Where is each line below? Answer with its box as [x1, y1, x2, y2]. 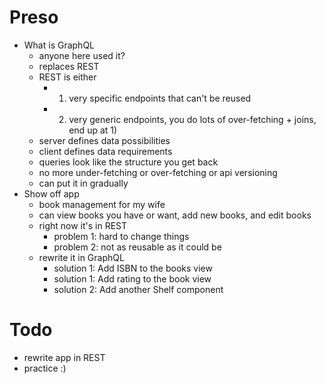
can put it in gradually [38, 177, 129, 189]
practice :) [23, 362, 67, 374]
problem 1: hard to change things [53, 230, 190, 242]
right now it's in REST [38, 219, 128, 231]
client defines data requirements [38, 145, 173, 157]
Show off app [23, 187, 80, 200]
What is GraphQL [23, 39, 96, 51]
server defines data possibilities [38, 134, 171, 146]
